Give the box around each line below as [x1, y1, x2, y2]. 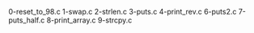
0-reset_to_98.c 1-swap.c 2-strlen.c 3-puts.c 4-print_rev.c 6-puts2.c [8, 7, 237, 16]
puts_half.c [8, 15, 45, 25]
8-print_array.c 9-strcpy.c [46, 15, 133, 25]
